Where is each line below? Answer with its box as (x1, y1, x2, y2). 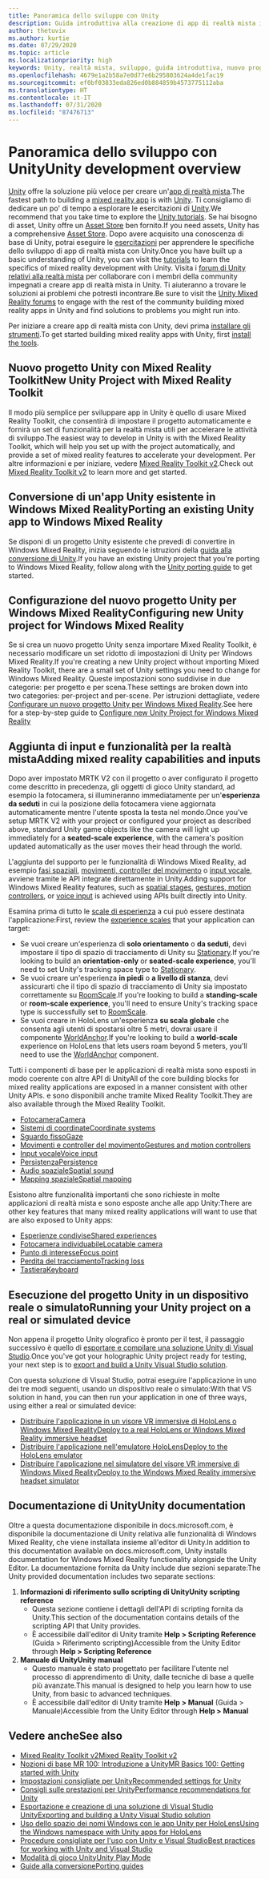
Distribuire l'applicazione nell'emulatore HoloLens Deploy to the (19, 1442, 228, 1451)
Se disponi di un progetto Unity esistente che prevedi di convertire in (8, 536, 235, 546)
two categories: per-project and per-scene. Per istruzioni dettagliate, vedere (8, 691, 260, 701)
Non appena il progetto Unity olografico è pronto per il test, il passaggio (8, 1335, 246, 1343)
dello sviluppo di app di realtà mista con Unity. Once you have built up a (8, 246, 243, 255)
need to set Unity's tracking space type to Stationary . (19, 965, 196, 974)
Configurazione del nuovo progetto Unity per (8, 593, 237, 607)
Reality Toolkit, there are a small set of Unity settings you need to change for (8, 665, 261, 675)
